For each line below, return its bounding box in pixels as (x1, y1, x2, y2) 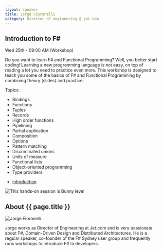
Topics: (5, 87, 20, 93)
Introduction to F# (5, 34, 61, 43)
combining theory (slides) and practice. (5, 78, 84, 84)
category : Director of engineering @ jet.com (5, 16, 99, 21)
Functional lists (12, 159, 42, 165)
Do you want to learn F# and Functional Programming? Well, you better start (5, 57, 157, 63)
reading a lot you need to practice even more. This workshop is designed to (5, 67, 157, 73)
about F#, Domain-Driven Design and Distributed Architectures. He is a (5, 230, 147, 236)
